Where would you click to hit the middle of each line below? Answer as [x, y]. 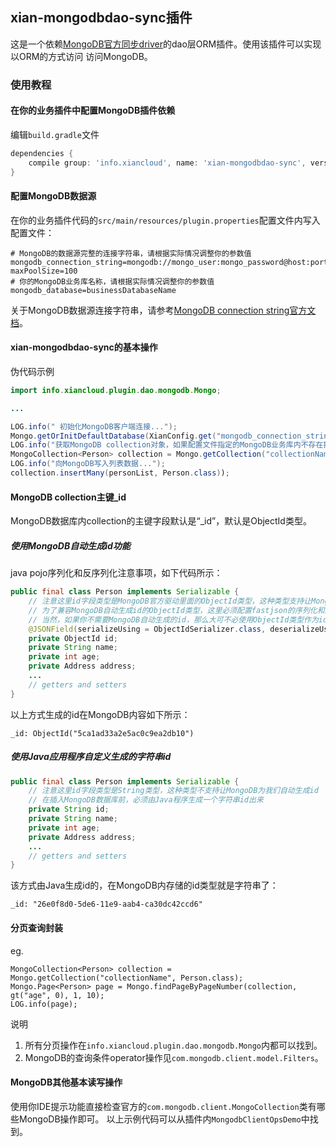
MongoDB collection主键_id [68, 497]
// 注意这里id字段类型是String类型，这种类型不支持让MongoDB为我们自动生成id [173, 791]
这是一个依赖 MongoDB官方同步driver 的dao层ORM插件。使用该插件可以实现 [166, 44]
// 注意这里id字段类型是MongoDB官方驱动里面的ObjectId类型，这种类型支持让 [170, 601]
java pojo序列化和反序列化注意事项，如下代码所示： [116, 573]
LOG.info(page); [44, 1004]
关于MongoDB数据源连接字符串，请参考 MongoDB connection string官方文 [163, 310]
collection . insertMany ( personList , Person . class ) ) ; [120, 473]
